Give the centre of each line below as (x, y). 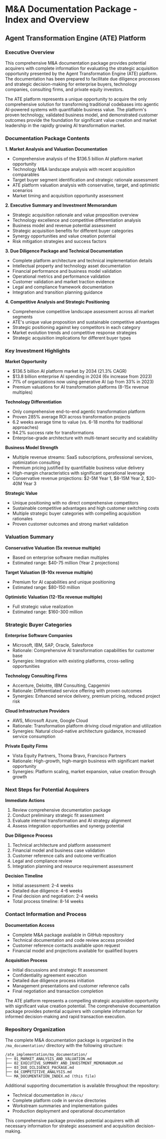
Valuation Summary (29, 537)
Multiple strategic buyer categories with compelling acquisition (77, 513)
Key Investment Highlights (38, 351)
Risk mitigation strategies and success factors (59, 242)
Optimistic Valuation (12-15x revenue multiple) (54, 597)
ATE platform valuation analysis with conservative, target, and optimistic (86, 185)
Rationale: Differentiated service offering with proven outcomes (77, 691)
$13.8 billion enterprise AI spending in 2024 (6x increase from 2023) (82, 377)
